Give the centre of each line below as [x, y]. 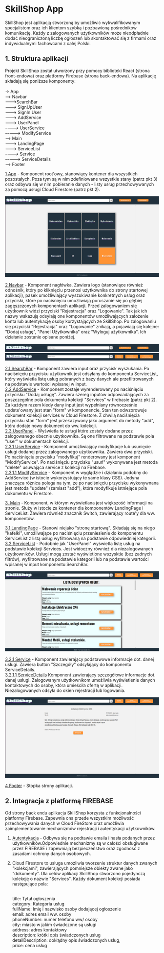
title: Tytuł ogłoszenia [33, 898]
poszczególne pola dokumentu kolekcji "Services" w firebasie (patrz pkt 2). [81, 400]
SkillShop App [34, 9]
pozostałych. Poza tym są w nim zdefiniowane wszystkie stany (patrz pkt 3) [81, 179]
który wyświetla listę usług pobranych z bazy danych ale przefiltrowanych [79, 379]
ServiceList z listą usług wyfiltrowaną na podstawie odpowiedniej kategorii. [81, 538]
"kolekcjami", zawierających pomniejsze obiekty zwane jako [72, 868]
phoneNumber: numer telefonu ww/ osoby [55, 919]
